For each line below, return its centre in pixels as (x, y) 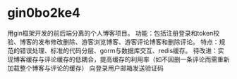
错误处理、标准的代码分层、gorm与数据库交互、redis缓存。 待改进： (119, 50)
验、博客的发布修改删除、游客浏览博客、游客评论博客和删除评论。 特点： (113, 42)
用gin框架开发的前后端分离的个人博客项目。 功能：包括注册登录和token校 (114, 33)
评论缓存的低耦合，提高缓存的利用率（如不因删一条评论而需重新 (137, 59)
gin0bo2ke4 (44, 13)
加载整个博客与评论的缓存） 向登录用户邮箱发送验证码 (85, 68)
